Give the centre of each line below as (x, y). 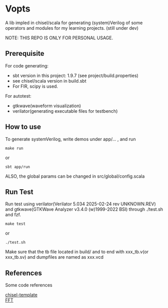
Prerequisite (25, 54)
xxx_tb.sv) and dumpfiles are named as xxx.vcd (54, 257)
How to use (23, 127)
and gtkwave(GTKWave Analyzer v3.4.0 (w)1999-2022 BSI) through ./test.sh (84, 209)
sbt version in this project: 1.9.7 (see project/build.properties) (75, 75)
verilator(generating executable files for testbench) (65, 111)
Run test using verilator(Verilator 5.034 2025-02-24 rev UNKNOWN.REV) (81, 204)
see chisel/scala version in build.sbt (49, 81)
